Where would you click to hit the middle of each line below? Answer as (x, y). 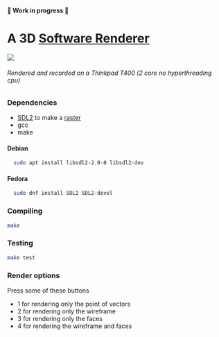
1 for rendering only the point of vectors (74, 304)
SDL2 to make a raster (49, 118)
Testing (20, 243)
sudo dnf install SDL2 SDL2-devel (63, 193)
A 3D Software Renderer (79, 38)
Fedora (18, 178)
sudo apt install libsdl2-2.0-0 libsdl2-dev (79, 163)
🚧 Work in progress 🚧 (38, 10)
